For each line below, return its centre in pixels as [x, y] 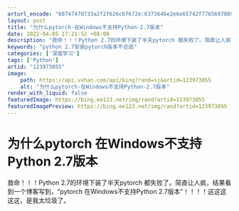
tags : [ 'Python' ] [33, 60]
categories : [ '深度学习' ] [44, 54]
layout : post [27, 21]
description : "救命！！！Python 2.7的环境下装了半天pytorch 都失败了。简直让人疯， [122, 40]
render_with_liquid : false [47, 93]
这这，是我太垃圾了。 [38, 200]
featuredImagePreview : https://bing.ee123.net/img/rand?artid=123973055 [117, 107]
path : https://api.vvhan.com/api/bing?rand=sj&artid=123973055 [116, 80]
